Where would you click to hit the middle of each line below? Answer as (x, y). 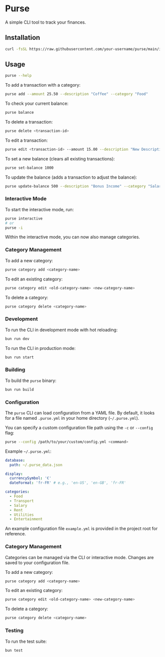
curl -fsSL (16, 49)
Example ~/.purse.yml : (28, 451)
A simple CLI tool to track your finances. (46, 22)
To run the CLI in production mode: (41, 348)
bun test (14, 650)
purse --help (18, 76)
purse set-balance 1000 (29, 168)
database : (15, 460)
